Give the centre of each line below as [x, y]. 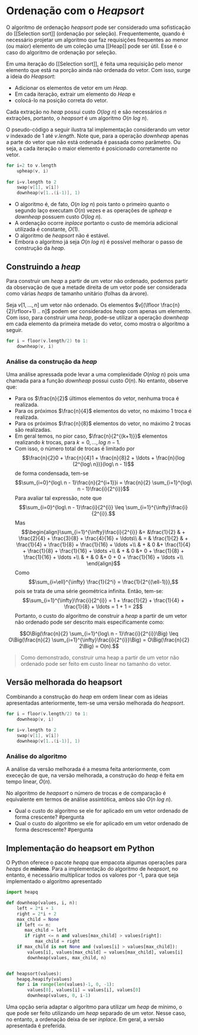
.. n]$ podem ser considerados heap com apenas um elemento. [115, 311]
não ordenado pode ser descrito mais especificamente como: [89, 622]
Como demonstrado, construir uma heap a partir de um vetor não [100, 658]
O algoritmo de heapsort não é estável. [62, 236]
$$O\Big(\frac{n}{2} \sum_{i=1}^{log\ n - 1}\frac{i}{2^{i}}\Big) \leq [99, 634]
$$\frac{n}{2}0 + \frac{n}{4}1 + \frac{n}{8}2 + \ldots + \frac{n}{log [103, 458]
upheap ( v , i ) [33, 171]
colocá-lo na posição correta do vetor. [61, 100]
